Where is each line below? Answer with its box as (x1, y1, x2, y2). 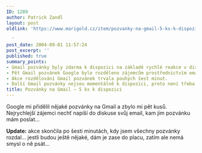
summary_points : (6, 58, 47, 65)
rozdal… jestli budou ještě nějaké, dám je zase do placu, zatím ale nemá (6, 134, 184, 141)
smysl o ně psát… (6, 140, 50, 147)
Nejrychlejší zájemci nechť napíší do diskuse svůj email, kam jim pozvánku (6, 109, 191, 116)
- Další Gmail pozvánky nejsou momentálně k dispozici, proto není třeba (6, 81, 195, 87)
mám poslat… (6, 116, 40, 123)
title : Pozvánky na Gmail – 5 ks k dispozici (6, 86, 122, 93)
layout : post (6, 20, 39, 26)
